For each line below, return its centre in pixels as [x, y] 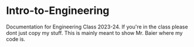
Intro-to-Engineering [58, 11]
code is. [16, 39]
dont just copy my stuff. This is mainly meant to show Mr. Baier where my [94, 32]
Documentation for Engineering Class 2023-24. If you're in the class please [97, 27]
